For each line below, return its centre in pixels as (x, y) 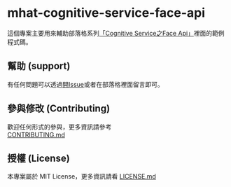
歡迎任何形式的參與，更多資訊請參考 (59, 127)
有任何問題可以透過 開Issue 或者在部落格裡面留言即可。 (85, 84)
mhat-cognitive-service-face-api (106, 13)
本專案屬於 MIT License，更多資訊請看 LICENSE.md (82, 176)
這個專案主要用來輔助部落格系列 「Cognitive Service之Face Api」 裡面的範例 (116, 33)
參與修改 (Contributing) (59, 109)
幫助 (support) (39, 66)
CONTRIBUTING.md (36, 134)
